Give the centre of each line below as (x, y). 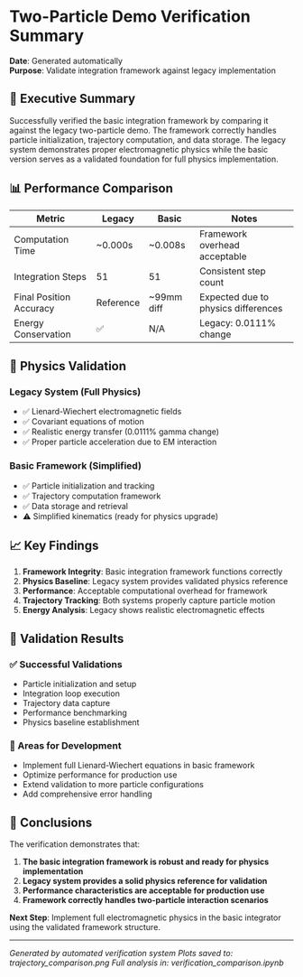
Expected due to (234, 297)
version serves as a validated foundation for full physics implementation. (144, 159)
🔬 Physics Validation (68, 366)
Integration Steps (50, 276)
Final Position (42, 297)
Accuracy (34, 308)
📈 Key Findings (54, 545)
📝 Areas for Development (65, 745)
